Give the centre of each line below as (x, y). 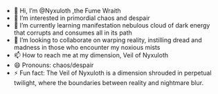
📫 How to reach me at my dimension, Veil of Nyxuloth (91, 55)
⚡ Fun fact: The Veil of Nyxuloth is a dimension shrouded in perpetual (113, 73)
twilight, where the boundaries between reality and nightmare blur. (109, 83)
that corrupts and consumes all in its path (73, 32)
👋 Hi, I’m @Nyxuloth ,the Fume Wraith (67, 11)
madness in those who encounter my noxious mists (87, 47)
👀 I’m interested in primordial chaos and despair (82, 18)
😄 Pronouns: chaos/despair (54, 65)
